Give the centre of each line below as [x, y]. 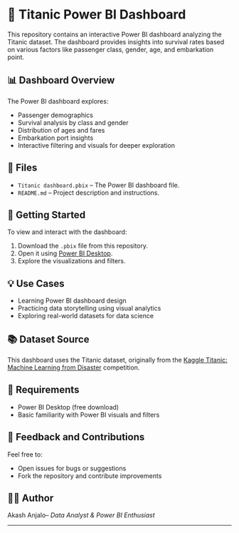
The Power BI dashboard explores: [58, 101]
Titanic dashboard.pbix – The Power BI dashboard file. [99, 185]
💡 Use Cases [36, 284]
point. [16, 57]
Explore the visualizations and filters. [71, 261]
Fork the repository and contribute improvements [90, 476]
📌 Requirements [43, 390]
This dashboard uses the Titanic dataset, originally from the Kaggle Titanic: [117, 360]
